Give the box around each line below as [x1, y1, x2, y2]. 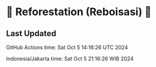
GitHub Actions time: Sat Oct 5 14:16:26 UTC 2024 [6, 44, 128, 51]
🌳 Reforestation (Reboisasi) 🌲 [6, 5, 152, 19]
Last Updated [6, 29, 57, 38]
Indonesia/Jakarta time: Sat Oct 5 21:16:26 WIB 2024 [6, 55, 134, 62]
